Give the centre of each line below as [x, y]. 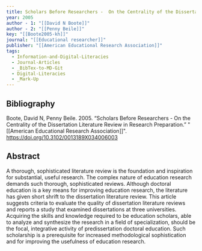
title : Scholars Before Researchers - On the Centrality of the [90, 12]
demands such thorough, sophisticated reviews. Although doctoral [89, 183]
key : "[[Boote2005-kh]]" [37, 34]
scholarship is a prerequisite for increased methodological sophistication [96, 235]
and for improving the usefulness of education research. [76, 241]
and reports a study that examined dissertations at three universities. [91, 209]
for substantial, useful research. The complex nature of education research [99, 177]
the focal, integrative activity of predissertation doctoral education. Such [96, 228]
